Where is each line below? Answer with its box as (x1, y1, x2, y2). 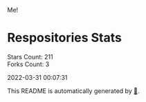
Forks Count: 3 (7, 60, 50, 68)
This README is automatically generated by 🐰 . (7, 86, 140, 95)
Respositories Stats (7, 30, 122, 45)
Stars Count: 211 (7, 52, 53, 61)
